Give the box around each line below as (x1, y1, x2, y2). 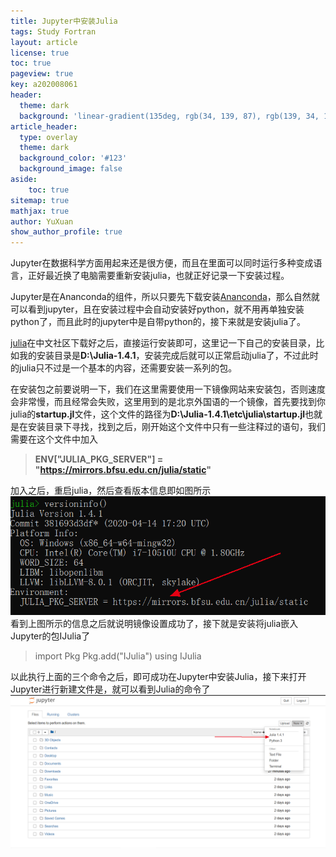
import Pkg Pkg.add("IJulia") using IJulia (34, 650, 202, 662)
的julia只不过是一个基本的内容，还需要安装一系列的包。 (10, 362, 238, 374)
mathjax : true (10, 206, 70, 216)
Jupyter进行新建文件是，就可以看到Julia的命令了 (10, 683, 211, 695)
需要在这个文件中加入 (10, 433, 98, 445)
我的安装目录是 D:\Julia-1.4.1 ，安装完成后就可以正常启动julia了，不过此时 (18, 350, 319, 362)
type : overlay (19, 132, 78, 142)
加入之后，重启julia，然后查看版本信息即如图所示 (10, 485, 212, 497)
